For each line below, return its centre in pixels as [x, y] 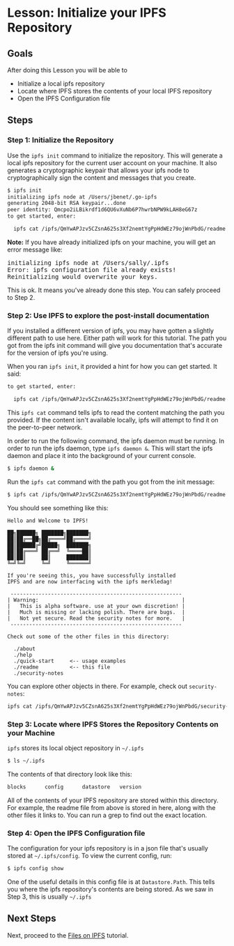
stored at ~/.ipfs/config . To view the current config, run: [89, 855]
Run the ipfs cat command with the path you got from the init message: [111, 482]
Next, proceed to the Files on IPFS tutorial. [68, 935]
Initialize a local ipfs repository [61, 84]
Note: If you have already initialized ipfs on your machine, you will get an [111, 242]
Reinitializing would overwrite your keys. [83, 276]
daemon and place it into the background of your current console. [102, 455]
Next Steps [32, 918]
